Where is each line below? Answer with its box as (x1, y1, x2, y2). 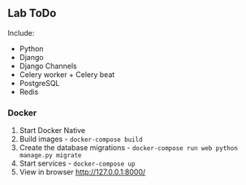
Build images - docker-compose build (19, 134, 143, 144)
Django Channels (19, 61, 78, 71)
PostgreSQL (19, 78, 60, 88)
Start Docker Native (19, 126, 86, 136)
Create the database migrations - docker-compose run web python (19, 143, 239, 153)
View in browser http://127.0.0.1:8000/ (19, 167, 146, 177)
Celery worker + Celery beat (19, 69, 115, 80)
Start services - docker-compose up (19, 158, 136, 169)
